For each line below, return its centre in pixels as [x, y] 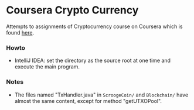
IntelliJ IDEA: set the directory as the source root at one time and [93, 61]
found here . [20, 32]
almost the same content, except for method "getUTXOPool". [88, 101]
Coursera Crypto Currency [72, 10]
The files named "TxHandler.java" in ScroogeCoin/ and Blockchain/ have [101, 95]
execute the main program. [47, 67]
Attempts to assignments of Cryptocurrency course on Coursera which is [94, 26]
